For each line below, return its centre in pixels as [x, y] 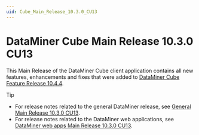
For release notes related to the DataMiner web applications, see [94, 119]
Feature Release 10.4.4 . [35, 83]
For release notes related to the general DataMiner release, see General [103, 106]
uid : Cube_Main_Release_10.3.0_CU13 [52, 12]
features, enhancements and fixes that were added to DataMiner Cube [93, 77]
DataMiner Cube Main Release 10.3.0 [100, 41]
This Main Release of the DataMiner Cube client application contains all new [100, 70]
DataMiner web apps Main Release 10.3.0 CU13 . [74, 125]
